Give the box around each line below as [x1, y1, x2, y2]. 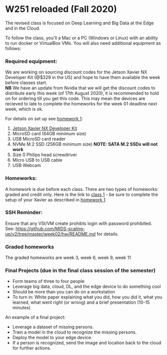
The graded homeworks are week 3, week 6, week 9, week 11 [5, 255, 131, 261]
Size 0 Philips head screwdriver [12, 152, 77, 158]
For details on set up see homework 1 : [5, 116, 83, 122]
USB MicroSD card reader [12, 136, 66, 142]
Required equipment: [5, 58, 57, 65]
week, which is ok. [5, 106, 43, 112]
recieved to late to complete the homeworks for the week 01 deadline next [5, 101, 158, 107]
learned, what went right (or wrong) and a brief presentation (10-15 [12, 299, 150, 305]
